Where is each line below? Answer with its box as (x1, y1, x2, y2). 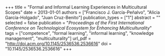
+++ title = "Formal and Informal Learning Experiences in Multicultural (5, 4, 147, 10)
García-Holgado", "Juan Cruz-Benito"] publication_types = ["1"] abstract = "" (5, 15, 161, 20)
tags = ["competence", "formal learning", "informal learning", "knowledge (5, 30, 154, 36)
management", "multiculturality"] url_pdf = (5, 35, 91, 41)
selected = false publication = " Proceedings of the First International (5, 20, 144, 26)
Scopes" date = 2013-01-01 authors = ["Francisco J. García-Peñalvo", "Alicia (5, 9, 160, 15)
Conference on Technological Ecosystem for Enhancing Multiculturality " (5, 25, 152, 31)
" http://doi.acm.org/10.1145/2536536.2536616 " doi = (5, 41, 112, 46)
